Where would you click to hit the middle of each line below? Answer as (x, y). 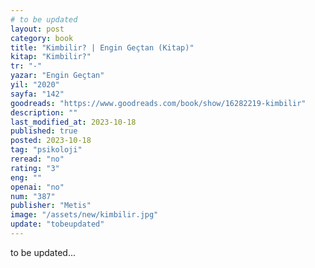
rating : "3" (35, 168)
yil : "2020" (35, 85)
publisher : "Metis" (51, 206)
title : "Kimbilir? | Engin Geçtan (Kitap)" (102, 47)
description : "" (44, 112)
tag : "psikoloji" (46, 150)
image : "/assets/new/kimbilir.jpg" (84, 215)
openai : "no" (37, 187)
